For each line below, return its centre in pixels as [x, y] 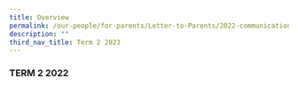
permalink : [29, 26]
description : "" [39, 34]
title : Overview [39, 17]
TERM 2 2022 [39, 74]
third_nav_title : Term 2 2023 [65, 42]
